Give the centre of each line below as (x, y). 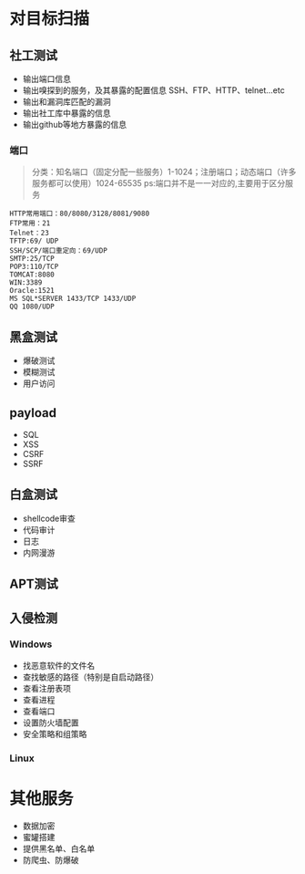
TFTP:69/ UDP (34, 241)
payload (33, 413)
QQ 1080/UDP (32, 307)
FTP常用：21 (30, 224)
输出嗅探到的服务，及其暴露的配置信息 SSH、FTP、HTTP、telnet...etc (153, 90)
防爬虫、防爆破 (51, 859)
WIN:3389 (26, 283)
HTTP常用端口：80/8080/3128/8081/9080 (80, 214)
